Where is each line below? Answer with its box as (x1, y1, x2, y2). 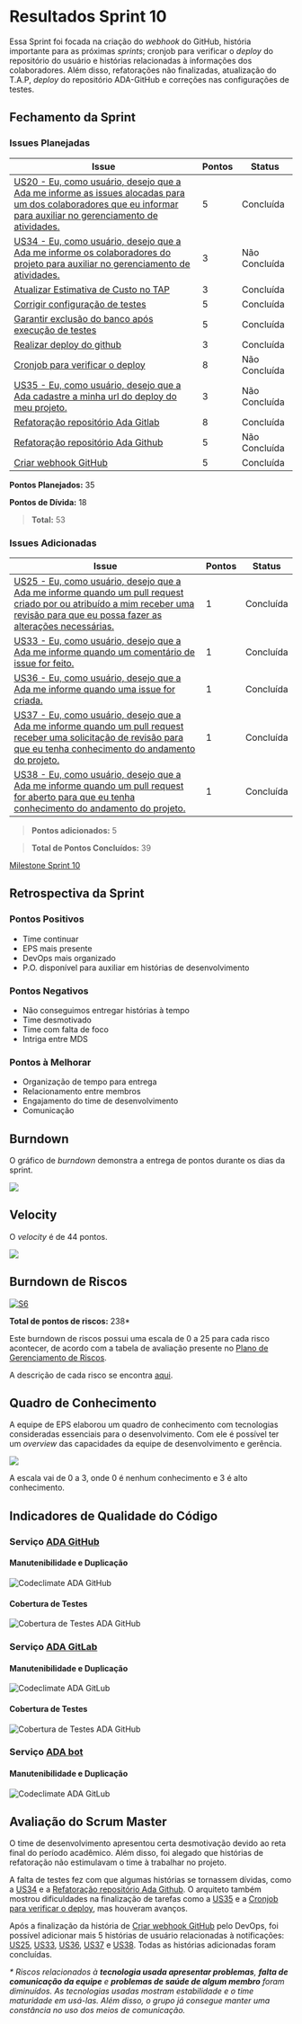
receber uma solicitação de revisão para (13, 731, 184, 744)
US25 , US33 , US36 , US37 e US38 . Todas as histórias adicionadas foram (9, 1939, 277, 1950)
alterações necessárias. (13, 620, 115, 632)
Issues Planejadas (9, 137, 91, 149)
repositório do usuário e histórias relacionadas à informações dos (9, 55, 253, 66)
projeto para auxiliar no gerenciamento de (13, 257, 191, 270)
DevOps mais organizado (22, 952, 117, 963)
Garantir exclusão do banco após (13, 312, 154, 325)
